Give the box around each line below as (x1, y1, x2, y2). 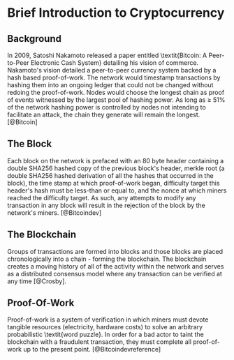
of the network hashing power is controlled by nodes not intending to (7, 103, 206, 111)
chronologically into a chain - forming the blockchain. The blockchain (7, 255, 207, 263)
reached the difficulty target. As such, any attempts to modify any (7, 193, 197, 202)
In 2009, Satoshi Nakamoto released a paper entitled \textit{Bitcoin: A (7, 51, 207, 59)
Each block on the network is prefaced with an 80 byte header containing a (7, 156, 224, 165)
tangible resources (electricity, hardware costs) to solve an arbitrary (7, 323, 203, 331)
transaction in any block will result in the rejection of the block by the (7, 201, 206, 209)
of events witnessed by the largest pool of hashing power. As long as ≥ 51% (7, 96, 226, 104)
